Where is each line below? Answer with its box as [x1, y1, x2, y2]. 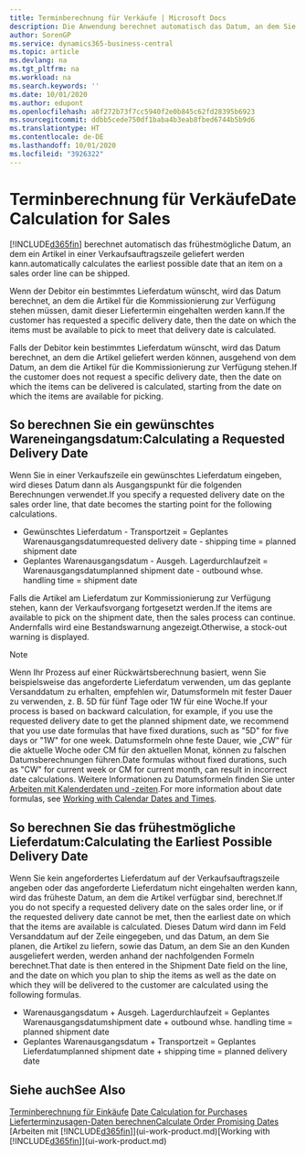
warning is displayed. [9, 632, 90, 643]
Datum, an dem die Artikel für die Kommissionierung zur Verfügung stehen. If [9, 361, 298, 372]
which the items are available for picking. [9, 390, 164, 401]
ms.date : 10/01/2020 [9, 90, 89, 99]
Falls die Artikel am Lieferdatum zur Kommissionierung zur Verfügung [9, 593, 271, 604]
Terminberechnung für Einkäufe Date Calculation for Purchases [9, 1107, 248, 1117]
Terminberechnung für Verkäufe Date [9, 188, 297, 209]
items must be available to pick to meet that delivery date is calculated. [9, 324, 277, 335]
